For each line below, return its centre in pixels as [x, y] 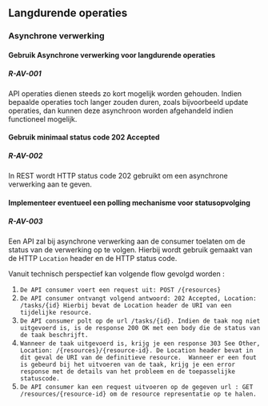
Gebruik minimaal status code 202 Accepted [84, 137]
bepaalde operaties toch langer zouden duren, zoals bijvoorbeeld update [128, 102]
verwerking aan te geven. [50, 184]
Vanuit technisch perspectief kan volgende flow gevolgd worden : [117, 274]
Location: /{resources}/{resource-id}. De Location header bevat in [136, 351]
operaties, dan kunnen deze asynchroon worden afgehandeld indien [121, 111]
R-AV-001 [25, 73]
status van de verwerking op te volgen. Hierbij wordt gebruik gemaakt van [130, 250]
